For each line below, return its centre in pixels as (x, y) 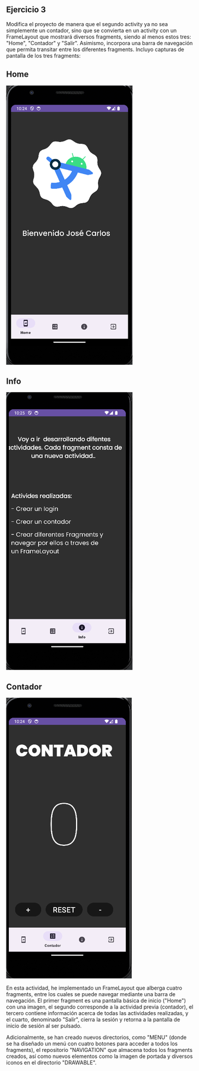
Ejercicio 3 (26, 10)
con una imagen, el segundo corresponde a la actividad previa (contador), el (100, 1007)
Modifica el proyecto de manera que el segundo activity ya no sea (87, 24)
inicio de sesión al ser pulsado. (44, 1026)
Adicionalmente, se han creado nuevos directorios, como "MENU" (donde (97, 1037)
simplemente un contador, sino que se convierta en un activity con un (91, 30)
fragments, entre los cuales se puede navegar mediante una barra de (91, 994)
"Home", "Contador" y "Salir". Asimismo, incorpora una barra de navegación (99, 43)
